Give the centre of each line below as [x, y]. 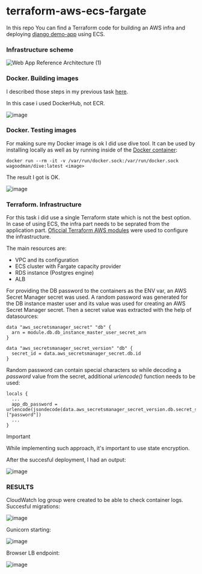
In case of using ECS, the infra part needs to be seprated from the [88, 224]
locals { [17, 394]
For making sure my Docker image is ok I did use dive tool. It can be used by [101, 143]
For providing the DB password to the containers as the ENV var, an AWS [96, 291]
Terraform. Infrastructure [44, 204]
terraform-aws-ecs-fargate [76, 11]
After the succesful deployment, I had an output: [66, 460]
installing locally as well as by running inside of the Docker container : [92, 150]
